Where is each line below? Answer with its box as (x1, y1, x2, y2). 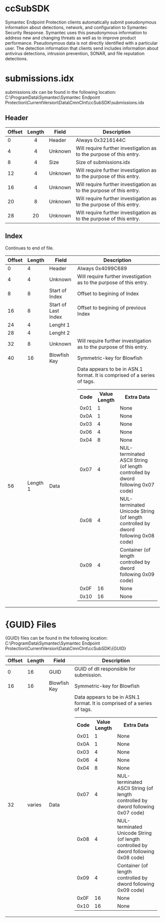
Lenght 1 (49, 321, 70, 328)
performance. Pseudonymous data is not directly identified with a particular (5, 40, 158, 46)
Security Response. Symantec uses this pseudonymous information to (5, 29, 147, 35)
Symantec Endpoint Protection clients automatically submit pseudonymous (5, 19, 157, 25)
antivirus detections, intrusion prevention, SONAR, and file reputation (5, 50, 145, 56)
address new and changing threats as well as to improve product (5, 35, 136, 41)
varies (27, 801, 42, 808)
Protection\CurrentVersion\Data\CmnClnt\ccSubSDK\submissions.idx (5, 99, 145, 106)
